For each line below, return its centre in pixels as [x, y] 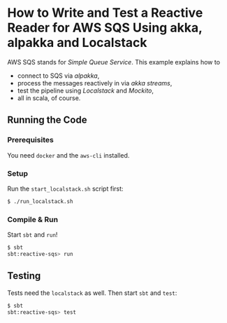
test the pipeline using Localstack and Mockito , [86, 90]
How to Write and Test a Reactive [105, 13]
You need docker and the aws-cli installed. [68, 155]
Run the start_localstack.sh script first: [65, 188]
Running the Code [47, 120]
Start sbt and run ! [32, 235]
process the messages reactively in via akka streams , [95, 83]
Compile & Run [32, 219]
